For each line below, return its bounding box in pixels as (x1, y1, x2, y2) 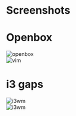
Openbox (6, 31, 52, 45)
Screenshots (6, 4, 71, 17)
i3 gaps (6, 78, 43, 91)
